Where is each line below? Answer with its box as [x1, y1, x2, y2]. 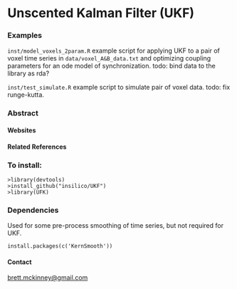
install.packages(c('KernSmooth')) [7, 243, 113, 250]
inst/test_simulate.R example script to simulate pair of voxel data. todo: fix [7, 83, 231, 92]
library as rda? [7, 69, 50, 78]
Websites [7, 126, 36, 135]
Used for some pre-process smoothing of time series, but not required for [7, 221, 224, 230]
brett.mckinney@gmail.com [7, 273, 88, 282]
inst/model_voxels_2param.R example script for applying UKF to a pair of [7, 46, 221, 55]
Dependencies [7, 205, 59, 215]
